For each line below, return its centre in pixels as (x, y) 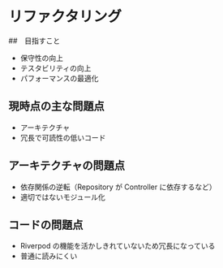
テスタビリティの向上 (56, 68)
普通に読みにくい (49, 256)
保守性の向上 (41, 58)
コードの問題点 (46, 225)
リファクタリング (65, 17)
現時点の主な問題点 (56, 106)
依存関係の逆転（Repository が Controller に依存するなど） (118, 187)
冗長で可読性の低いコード (63, 137)
